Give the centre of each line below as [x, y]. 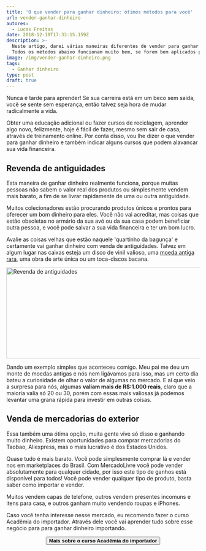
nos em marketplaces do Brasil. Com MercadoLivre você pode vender [95, 465]
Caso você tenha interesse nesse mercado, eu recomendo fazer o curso [97, 515]
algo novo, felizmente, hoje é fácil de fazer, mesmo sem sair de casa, [93, 129]
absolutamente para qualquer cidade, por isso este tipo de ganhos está [97, 472]
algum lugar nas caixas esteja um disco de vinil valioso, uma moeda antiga [101, 252]
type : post [20, 75]
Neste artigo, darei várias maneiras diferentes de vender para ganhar [105, 47]
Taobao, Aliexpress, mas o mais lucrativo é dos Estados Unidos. [87, 447]
